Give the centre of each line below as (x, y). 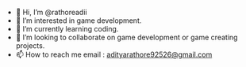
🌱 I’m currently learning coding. (67, 29)
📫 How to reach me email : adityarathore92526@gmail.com (114, 54)
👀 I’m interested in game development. (79, 20)
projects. (30, 46)
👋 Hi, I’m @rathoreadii (51, 12)
